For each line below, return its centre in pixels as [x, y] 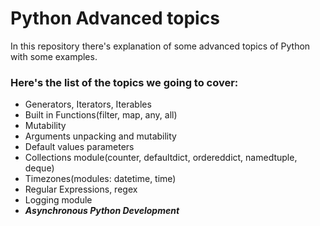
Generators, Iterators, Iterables [88, 104]
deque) [39, 168]
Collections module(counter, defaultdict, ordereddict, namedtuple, [161, 158]
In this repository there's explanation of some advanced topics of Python [160, 46]
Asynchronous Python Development [102, 211]
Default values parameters [79, 147]
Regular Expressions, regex [81, 189]
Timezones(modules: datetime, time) [100, 179]
